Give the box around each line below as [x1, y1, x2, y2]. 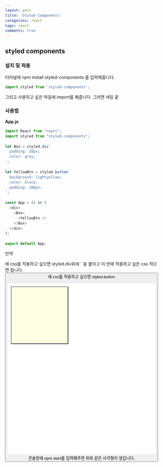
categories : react [5, 18, 42, 23]
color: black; [9, 180, 38, 184]
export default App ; [5, 241, 47, 246]
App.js [5, 118, 19, 124]
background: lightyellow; [9, 175, 62, 180]
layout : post [5, 8, 32, 13]
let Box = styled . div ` [5, 144, 51, 149]
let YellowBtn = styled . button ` [5, 169, 70, 174]
